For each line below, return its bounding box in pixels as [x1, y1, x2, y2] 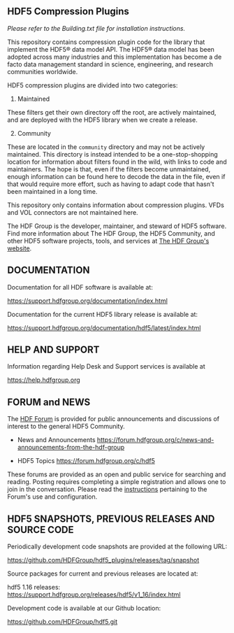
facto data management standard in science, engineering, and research [7, 59, 214, 69]
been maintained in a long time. [7, 187, 98, 195]
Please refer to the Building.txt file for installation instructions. [7, 24, 186, 32]
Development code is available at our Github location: [7, 604, 161, 613]
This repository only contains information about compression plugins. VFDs [7, 201, 225, 209]
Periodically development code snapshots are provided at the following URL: [7, 542, 228, 551]
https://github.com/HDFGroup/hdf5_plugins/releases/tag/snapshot [7, 556, 200, 564]
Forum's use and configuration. [7, 492, 98, 501]
